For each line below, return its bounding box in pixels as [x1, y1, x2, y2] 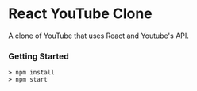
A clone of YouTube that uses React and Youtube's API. [8, 31, 189, 40]
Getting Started [8, 51, 69, 62]
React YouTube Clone [8, 5, 153, 23]
